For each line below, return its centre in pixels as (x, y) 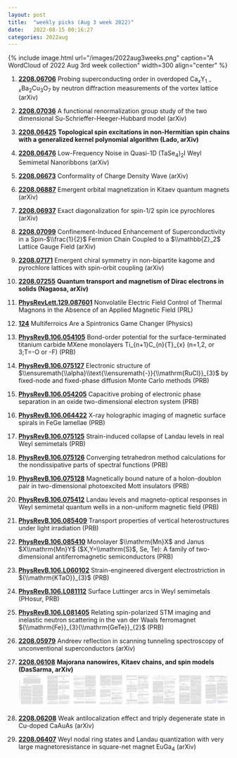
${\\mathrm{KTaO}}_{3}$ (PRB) (64, 577)
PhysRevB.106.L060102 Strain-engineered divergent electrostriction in (122, 570)
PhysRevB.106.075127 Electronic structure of (84, 365)
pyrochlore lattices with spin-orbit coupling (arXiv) (91, 268)
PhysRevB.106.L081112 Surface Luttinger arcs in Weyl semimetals (114, 591)
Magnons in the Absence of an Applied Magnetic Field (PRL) (105, 310)
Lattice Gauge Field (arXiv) (57, 247)
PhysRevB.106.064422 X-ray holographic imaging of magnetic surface (122, 415)
